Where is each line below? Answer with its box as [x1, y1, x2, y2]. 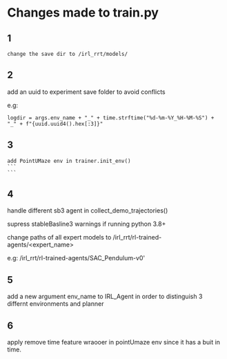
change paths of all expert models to [7, 233, 112, 242]
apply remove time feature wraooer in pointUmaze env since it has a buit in [7, 338, 221, 347]
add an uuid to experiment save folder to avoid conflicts [7, 88, 166, 96]
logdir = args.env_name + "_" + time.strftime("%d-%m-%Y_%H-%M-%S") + [7, 114, 215, 122]
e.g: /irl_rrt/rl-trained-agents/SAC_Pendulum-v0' [7, 254, 146, 262]
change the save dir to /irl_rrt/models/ [7, 50, 128, 57]
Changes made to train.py [7, 5, 159, 21]
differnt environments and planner [7, 300, 104, 308]
